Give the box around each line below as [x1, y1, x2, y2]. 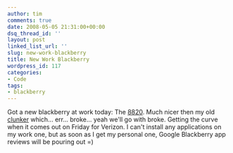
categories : [7, 69, 42, 76]
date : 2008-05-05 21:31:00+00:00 [7, 23, 106, 30]
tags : [7, 82, 23, 89]
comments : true [7, 17, 52, 24]
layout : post [7, 36, 46, 44]
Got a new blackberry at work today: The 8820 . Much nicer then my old [7, 108, 215, 117]
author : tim [7, 10, 42, 18]
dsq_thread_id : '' [7, 29, 61, 37]
